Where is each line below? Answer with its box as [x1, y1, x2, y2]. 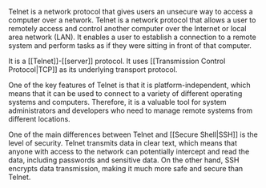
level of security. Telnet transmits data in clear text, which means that [8, 138, 238, 147]
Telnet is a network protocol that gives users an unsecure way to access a [8, 7, 254, 16]
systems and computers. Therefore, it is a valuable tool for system [8, 98, 227, 106]
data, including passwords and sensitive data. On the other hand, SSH [8, 155, 240, 165]
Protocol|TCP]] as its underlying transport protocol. [8, 65, 178, 74]
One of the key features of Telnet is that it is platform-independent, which [8, 80, 251, 90]
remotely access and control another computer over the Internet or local [8, 24, 247, 33]
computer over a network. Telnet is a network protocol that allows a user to [8, 15, 256, 25]
